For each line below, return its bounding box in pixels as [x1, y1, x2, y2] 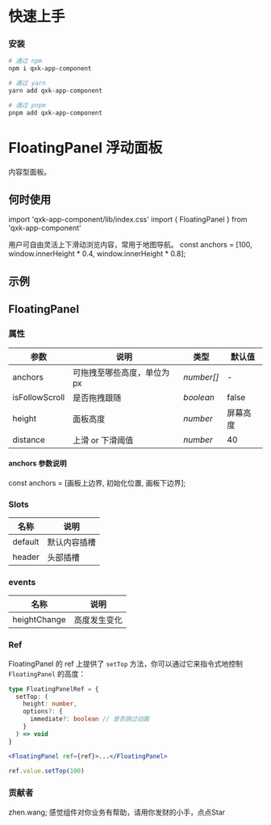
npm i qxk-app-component [8, 65, 92, 73]
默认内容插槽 [47, 537, 97, 548]
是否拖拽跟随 [72, 392, 122, 403]
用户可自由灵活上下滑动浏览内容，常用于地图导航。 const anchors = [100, [8, 240, 252, 250]
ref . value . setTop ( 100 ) [8, 767, 85, 775]
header [12, 551, 40, 562]
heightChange [12, 614, 66, 625]
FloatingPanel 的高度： [8, 668, 86, 679]
